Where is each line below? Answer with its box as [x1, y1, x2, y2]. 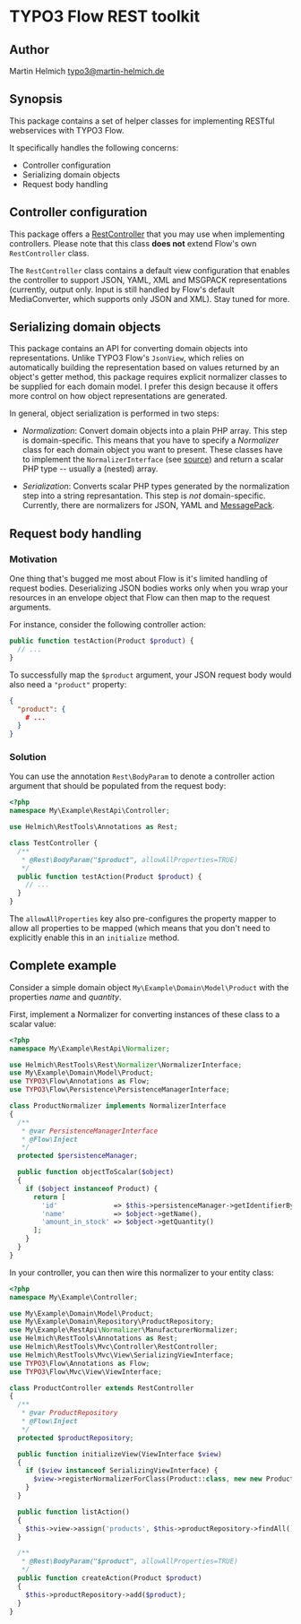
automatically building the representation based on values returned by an [9, 362, 279, 373]
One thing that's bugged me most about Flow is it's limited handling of [9, 574, 269, 584]
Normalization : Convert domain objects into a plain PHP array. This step [21, 426, 288, 436]
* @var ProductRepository [21, 1409, 118, 1418]
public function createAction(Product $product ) [17, 1574, 202, 1583]
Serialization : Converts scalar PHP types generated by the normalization [21, 481, 290, 492]
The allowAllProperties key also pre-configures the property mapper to [9, 913, 277, 924]
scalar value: [9, 1018, 56, 1029]
